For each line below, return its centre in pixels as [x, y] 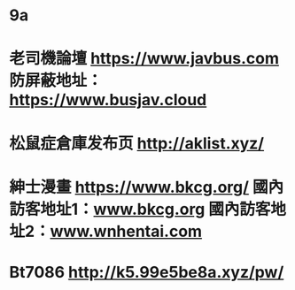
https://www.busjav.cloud [108, 100]
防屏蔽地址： [56, 81]
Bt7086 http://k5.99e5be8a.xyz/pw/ [147, 272]
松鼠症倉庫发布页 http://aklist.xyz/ [136, 143]
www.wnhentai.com [126, 231]
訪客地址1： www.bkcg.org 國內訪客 [140, 209]
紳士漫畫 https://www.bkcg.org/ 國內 [147, 187]
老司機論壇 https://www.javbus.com [144, 59]
